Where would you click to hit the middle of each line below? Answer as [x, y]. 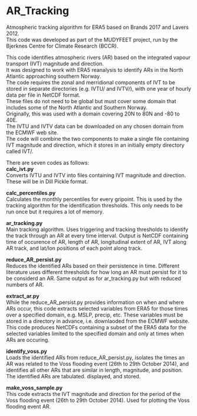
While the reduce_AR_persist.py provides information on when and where [95, 302]
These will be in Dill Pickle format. [47, 181]
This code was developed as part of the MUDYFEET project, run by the [92, 39]
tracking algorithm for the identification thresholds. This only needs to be [94, 205]
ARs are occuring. [28, 339]
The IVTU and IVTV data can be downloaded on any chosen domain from [95, 126]
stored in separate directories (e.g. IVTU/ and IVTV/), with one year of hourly [99, 88]
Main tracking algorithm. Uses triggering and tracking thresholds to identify [97, 229]
